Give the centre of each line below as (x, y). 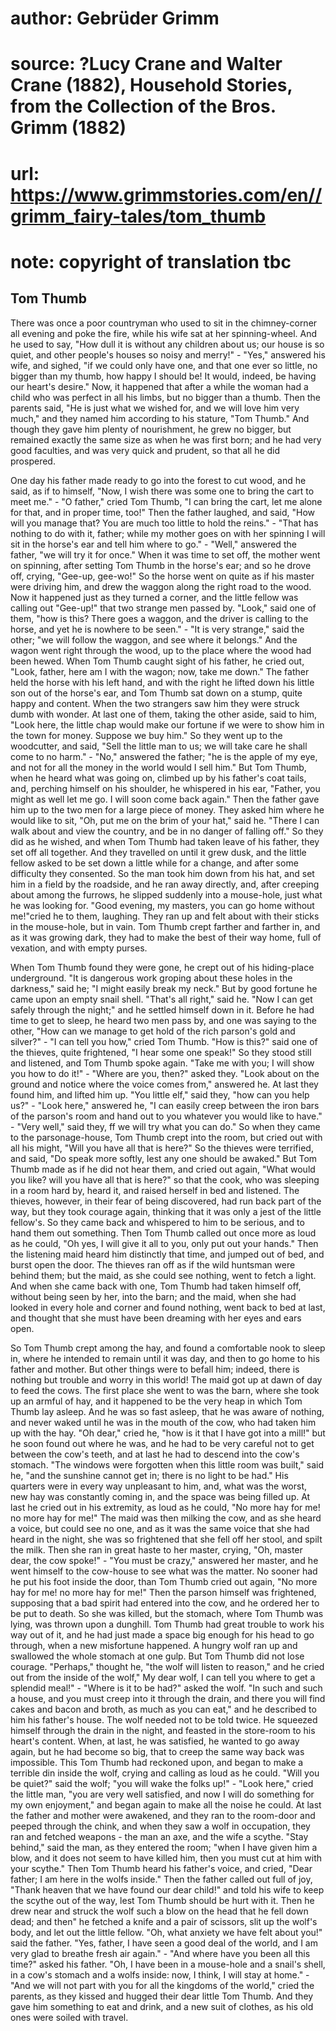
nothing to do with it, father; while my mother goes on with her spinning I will (168, 533)
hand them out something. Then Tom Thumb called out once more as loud (163, 1233)
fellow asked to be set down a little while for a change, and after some (154, 863)
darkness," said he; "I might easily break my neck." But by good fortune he (164, 988)
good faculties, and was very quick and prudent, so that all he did (145, 450)
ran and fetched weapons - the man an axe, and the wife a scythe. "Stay (159, 1836)
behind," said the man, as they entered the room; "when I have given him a (164, 1847)
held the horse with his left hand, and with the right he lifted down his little (162, 682)
